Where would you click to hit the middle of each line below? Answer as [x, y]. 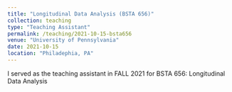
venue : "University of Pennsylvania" [63, 40]
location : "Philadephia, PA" [51, 54]
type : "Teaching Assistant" [49, 27]
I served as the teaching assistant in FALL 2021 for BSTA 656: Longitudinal [116, 73]
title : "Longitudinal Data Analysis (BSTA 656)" [81, 14]
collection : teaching [39, 21]
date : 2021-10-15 [33, 47]
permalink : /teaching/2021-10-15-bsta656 [70, 34]
